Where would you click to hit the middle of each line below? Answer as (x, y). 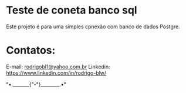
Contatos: (31, 50)
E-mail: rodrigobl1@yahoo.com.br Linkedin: (58, 67)
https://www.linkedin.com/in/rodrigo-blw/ (56, 73)
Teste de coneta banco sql (72, 10)
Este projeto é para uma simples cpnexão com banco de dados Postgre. (93, 26)
